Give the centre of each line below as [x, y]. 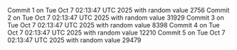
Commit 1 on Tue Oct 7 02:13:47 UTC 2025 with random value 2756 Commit [118, 10]
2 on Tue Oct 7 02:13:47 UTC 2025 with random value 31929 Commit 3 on [116, 18]
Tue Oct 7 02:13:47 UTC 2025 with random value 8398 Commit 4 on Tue [114, 25]
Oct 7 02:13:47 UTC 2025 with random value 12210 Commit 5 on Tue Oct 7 [116, 32]
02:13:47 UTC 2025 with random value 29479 [74, 40]
